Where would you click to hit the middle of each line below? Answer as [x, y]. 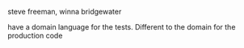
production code [35, 36]
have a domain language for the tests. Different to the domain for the [122, 27]
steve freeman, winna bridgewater [65, 12]
